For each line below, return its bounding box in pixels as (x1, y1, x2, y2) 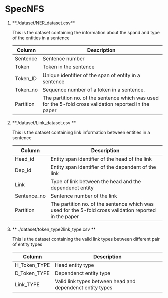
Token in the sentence (42, 63, 95, 70)
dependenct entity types (54, 284, 113, 291)
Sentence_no (14, 192, 46, 199)
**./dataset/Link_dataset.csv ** (12, 119, 76, 126)
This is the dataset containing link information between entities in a (12, 129, 150, 135)
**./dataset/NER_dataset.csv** (12, 20, 75, 26)
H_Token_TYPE (14, 261, 50, 268)
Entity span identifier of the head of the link (50, 155, 152, 162)
